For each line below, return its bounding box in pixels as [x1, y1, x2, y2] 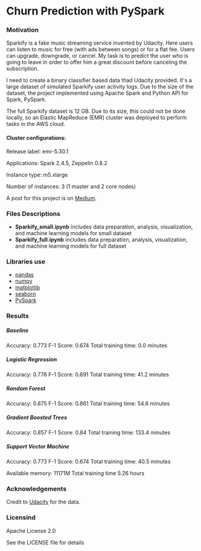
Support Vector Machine [6, 442, 69, 450]
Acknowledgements [6, 484, 67, 493]
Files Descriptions [6, 209, 60, 218]
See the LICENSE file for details [6, 538, 85, 546]
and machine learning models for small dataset [14, 229, 132, 236]
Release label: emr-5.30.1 [6, 148, 69, 155]
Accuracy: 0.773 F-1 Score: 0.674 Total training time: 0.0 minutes [6, 342, 168, 349]
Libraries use [6, 257, 45, 266]
